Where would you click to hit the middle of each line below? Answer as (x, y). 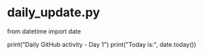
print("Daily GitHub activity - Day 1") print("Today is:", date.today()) (102, 44)
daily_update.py (54, 13)
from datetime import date (44, 31)
